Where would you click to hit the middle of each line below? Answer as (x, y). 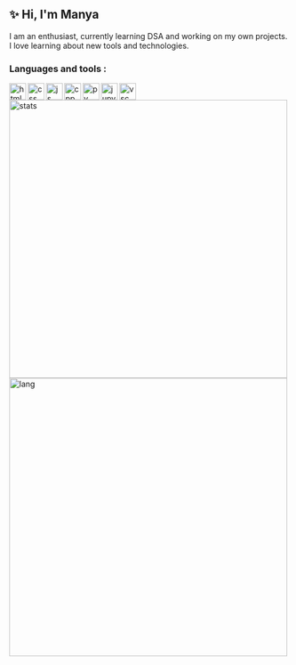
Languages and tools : (58, 69)
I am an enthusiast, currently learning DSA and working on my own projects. (148, 36)
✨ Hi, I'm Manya (54, 15)
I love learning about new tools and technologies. (99, 45)
